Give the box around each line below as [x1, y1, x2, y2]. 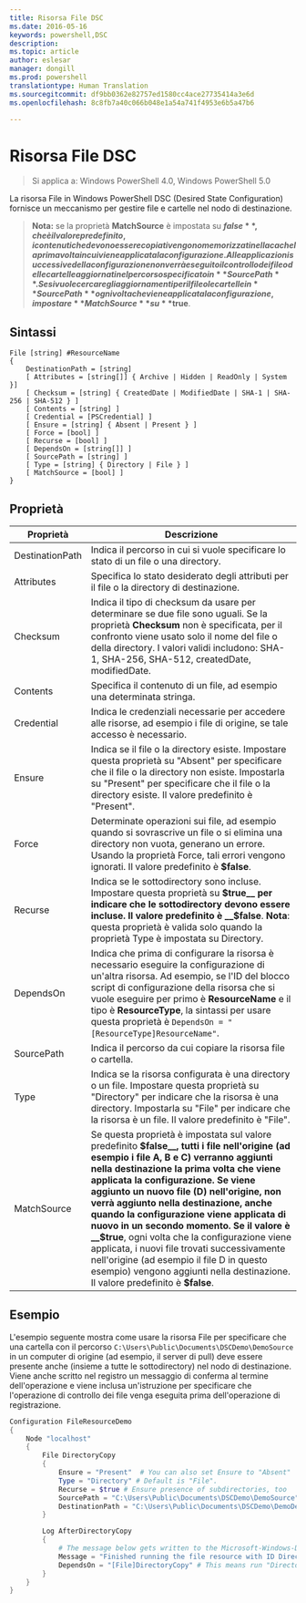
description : [9, 38, 59, 48]
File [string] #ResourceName [9, 348, 120, 358]
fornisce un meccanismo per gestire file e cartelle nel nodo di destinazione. [9, 202, 293, 214]
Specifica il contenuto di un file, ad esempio [90, 678, 278, 691]
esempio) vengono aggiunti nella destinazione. [90, 1265, 291, 1277]
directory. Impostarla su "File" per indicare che [90, 1101, 291, 1114]
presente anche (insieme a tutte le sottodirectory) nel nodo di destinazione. [9, 1360, 292, 1371]
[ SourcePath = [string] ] [25, 452, 128, 461]
